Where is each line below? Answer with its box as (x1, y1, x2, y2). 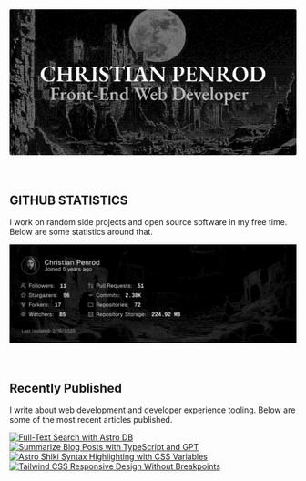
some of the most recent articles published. (9, 414, 173, 425)
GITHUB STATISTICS (9, 192, 128, 208)
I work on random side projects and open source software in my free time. (9, 217, 288, 228)
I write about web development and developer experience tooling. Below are (9, 404, 296, 415)
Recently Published (9, 380, 123, 395)
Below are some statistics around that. (9, 227, 153, 238)
